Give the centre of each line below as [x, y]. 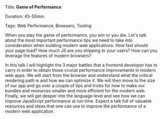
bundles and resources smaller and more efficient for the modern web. [75, 91]
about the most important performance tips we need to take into [69, 40]
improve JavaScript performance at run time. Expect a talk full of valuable [78, 101]
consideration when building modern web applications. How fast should [77, 45]
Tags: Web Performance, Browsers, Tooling [48, 26]
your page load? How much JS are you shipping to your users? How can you [81, 51]
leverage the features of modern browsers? [48, 56]
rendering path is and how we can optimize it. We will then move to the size [80, 80]
